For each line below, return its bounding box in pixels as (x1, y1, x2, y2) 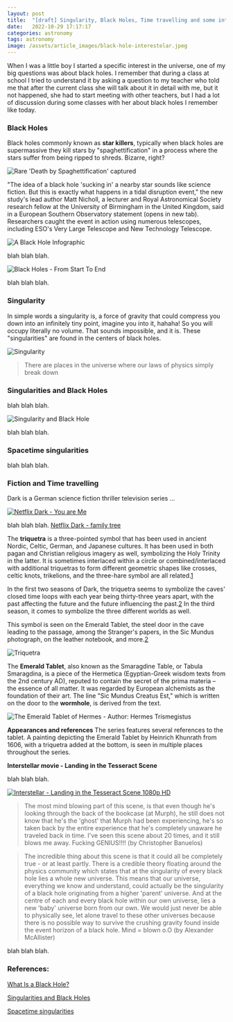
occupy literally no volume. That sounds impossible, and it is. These (7, 326, 201, 335)
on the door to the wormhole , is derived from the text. (7, 699, 162, 707)
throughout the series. (7, 748, 71, 757)
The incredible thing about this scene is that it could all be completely (24, 852, 223, 861)
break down (24, 368, 59, 376)
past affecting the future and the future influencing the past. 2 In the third (7, 600, 215, 608)
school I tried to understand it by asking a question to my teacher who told (7, 76, 220, 84)
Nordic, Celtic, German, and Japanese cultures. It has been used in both (7, 542, 214, 551)
